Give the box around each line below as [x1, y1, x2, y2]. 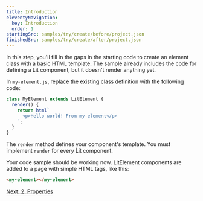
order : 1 [11, 25, 34, 32]
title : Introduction [6, 8, 59, 15]
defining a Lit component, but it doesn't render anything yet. [6, 66, 156, 73]
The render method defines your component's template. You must [6, 141, 171, 148]
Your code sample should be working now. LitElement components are [6, 159, 182, 166]
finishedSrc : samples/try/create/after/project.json [6, 37, 142, 43]
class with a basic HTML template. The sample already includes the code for [6, 60, 197, 67]
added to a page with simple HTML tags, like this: [6, 165, 129, 173]
